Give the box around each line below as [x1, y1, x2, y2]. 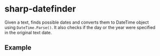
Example [4, 43, 32, 52]
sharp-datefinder [4, 3, 76, 14]
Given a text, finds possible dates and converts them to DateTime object [4, 19, 149, 25]
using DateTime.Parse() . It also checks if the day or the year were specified [4, 24, 156, 30]
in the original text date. [4, 29, 52, 35]
